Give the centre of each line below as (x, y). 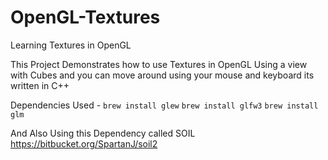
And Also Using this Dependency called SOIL (103, 133)
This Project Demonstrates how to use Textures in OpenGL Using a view (159, 64)
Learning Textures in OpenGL (71, 45)
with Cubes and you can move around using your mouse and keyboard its (162, 75)
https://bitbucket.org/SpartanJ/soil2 (84, 143)
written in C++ (40, 85)
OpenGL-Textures (85, 17)
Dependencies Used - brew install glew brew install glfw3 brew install (164, 105)
